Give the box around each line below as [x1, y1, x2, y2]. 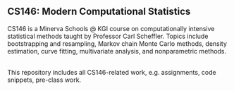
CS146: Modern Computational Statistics [7, 6, 191, 18]
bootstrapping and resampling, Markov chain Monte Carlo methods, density [7, 39, 228, 48]
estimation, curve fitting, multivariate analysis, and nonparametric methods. [7, 47, 227, 55]
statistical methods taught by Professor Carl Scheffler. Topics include [7, 32, 209, 40]
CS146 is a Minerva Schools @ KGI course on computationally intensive [7, 24, 215, 32]
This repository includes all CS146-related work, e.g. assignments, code [7, 68, 216, 76]
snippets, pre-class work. [7, 75, 82, 84]
